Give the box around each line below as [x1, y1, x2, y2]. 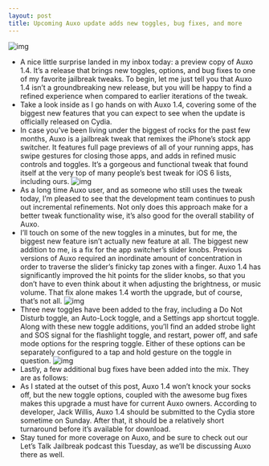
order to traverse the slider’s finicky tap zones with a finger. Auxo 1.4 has [19, 262, 261, 272]
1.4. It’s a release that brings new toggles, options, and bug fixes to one [19, 65, 255, 75]
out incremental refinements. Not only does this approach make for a [19, 202, 248, 211]
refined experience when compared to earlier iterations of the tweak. [19, 91, 249, 100]
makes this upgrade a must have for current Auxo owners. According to [19, 399, 257, 408]
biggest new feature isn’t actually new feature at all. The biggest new [19, 236, 249, 246]
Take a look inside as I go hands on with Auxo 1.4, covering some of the [19, 100, 257, 109]
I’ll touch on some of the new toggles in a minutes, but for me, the [19, 227, 238, 237]
